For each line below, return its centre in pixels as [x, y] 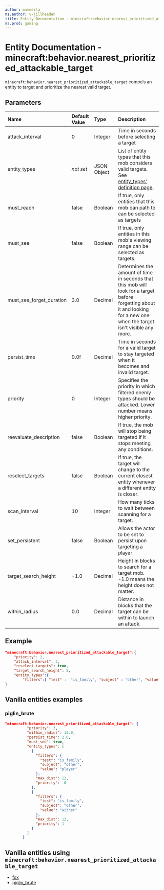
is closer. [128, 494]
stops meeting [134, 443]
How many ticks [136, 502]
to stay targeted [136, 354]
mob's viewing [135, 240]
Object [102, 172]
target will [129, 463]
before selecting [137, 137]
